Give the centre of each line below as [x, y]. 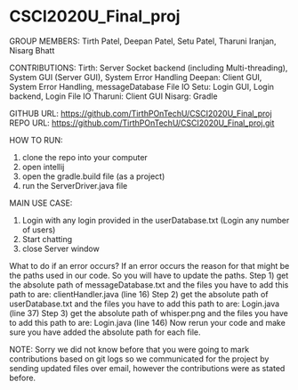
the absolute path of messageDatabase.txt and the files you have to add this [149, 284]
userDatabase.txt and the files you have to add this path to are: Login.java [145, 304]
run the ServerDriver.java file [75, 185]
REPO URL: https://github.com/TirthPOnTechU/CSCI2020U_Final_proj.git [142, 123]
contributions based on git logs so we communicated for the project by [139, 359]
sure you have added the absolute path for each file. [105, 332]
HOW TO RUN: [36, 140]
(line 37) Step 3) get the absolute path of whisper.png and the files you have [149, 313]
